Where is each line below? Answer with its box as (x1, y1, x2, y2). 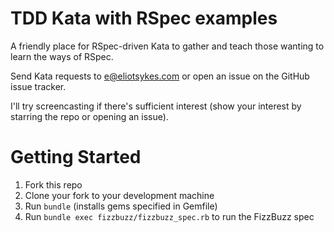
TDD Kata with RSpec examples (10, 7, 278, 30)
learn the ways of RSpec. (10, 50, 114, 62)
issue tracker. (10, 80, 67, 92)
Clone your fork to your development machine (24, 189, 215, 201)
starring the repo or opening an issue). (10, 110, 169, 122)
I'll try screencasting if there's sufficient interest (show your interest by (10, 100, 302, 112)
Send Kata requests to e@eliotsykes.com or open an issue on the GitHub (10, 70, 310, 82)
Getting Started (10, 146, 142, 169)
